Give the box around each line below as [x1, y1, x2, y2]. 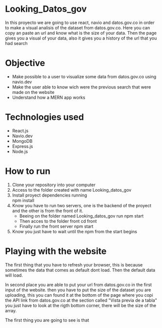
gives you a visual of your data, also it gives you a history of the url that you [5, 35, 157, 41]
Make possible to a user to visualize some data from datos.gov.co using [12, 73, 157, 79]
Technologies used [5, 111, 84, 123]
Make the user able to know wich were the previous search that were [12, 84, 151, 90]
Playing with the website [5, 245, 107, 257]
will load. [5, 272, 23, 278]
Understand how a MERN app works [12, 94, 85, 100]
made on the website [12, 89, 55, 95]
